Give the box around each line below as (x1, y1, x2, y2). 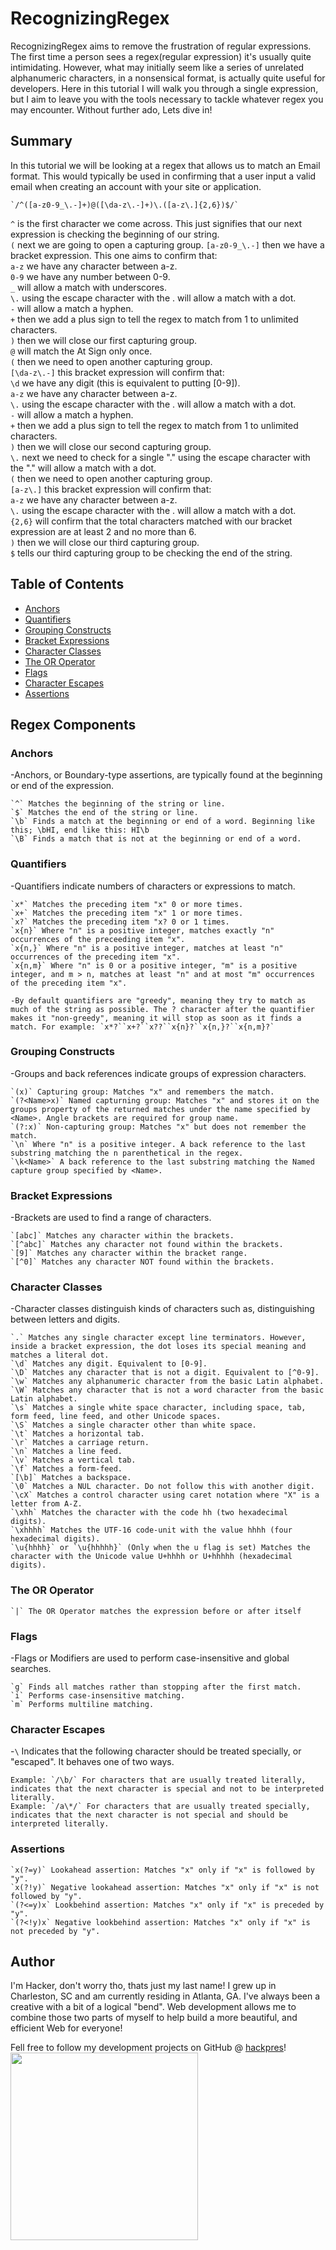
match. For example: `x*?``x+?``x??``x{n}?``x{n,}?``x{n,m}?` (10, 1022, 275, 1032)
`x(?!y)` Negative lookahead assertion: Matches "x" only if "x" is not (10, 1882, 320, 1892)
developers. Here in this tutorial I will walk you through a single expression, (10, 82, 319, 94)
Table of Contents (10, 576, 125, 593)
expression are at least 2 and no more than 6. (10, 525, 197, 537)
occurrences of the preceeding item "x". (10, 934, 186, 944)
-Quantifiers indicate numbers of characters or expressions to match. (10, 880, 296, 892)
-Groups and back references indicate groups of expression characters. (10, 1067, 307, 1079)
